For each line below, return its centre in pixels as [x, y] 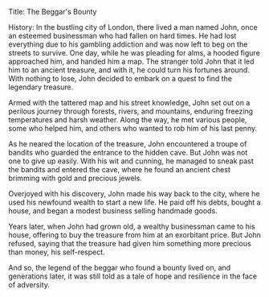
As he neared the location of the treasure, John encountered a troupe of [128, 144]
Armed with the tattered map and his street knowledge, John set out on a [129, 103]
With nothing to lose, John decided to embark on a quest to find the [120, 78]
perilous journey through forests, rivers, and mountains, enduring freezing [131, 111]
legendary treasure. [41, 87]
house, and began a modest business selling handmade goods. [113, 211]
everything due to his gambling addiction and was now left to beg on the [128, 44]
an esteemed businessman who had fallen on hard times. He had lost [122, 36]
